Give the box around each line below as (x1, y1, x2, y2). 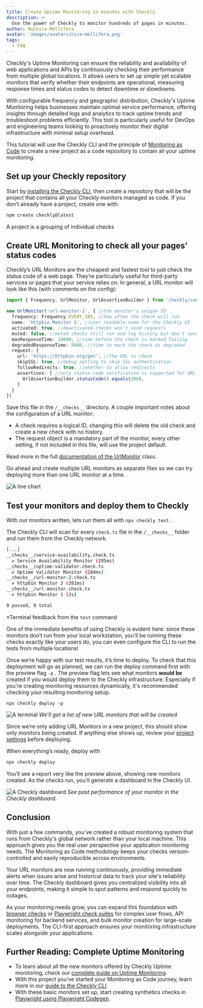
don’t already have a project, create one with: (6, 200, 120, 207)
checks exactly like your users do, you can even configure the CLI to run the (6, 638, 196, 645)
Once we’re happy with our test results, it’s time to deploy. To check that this (6, 656, 196, 664)
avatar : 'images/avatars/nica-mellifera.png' (6, 32, 123, 38)
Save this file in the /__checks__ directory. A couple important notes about (6, 404, 190, 411)
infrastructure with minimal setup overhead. (6, 129, 115, 136)
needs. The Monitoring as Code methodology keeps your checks (6, 847, 168, 855)
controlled (6, 854, 32, 861)
